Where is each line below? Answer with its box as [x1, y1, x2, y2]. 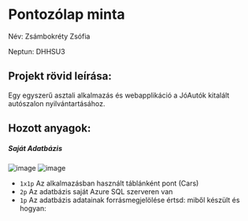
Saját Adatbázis [8, 143, 63, 153]
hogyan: [19, 204, 47, 213]
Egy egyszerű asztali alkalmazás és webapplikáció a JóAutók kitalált [8, 90, 230, 100]
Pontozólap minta [8, 6, 126, 24]
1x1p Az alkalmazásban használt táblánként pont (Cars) [19, 179, 199, 188]
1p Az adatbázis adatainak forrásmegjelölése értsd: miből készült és [19, 195, 240, 205]
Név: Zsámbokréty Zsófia [8, 31, 91, 41]
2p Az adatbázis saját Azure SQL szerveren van [19, 187, 173, 197]
